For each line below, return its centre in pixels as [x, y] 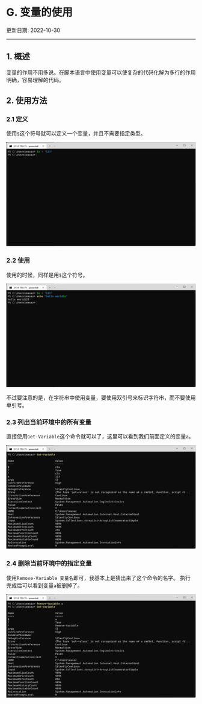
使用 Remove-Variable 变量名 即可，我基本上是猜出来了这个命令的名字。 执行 [99, 578]
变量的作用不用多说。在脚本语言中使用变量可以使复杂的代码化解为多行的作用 [101, 72]
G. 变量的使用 [40, 12]
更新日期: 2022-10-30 [33, 30]
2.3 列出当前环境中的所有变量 [49, 422]
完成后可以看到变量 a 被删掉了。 [44, 585]
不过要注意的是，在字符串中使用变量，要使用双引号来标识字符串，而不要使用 [101, 397]
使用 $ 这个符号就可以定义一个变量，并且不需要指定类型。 [76, 134]
